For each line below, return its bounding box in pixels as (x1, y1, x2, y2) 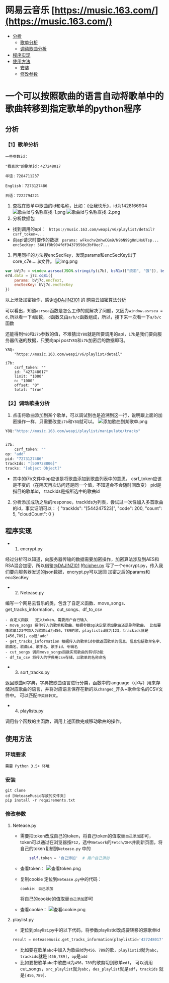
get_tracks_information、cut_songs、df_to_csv (5, 606, 103, 613)
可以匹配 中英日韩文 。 (19, 692, 61, 698)
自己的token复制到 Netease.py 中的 (20, 845, 91, 852)
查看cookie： (20, 907, 48, 913)
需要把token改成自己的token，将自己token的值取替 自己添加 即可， (20, 832, 154, 839)
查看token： (20, 865, 45, 871)
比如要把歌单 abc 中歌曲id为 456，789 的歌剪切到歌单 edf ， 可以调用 (20, 960, 153, 966)
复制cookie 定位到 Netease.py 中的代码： (20, 876, 102, 882)
